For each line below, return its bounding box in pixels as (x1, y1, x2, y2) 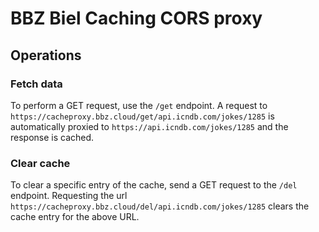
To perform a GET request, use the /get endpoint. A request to (10, 99, 268, 111)
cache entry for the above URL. (10, 211, 140, 223)
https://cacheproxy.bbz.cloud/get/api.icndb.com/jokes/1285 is (10, 110, 275, 122)
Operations (10, 47, 82, 64)
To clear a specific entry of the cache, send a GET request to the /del (10, 179, 298, 191)
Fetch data (10, 77, 63, 91)
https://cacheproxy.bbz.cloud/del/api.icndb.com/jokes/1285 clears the (10, 200, 310, 212)
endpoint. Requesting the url (10, 190, 128, 202)
